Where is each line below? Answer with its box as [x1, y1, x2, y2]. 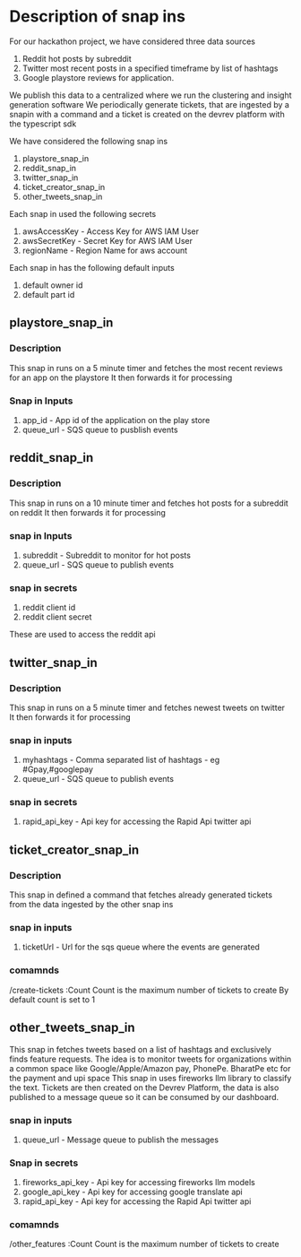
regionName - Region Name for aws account [21, 245, 188, 256]
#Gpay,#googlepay [21, 764, 94, 775]
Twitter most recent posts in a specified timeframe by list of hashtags [21, 63, 279, 74]
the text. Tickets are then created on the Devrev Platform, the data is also [9, 1082, 279, 1093]
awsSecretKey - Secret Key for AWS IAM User [21, 235, 193, 246]
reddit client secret [21, 611, 92, 622]
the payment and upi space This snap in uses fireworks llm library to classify [9, 1072, 292, 1083]
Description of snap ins [9, 6, 186, 27]
